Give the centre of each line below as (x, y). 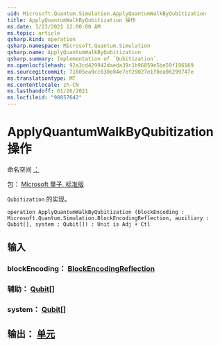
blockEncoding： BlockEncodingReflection (81, 269)
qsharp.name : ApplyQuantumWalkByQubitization (74, 53)
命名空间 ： (23, 169)
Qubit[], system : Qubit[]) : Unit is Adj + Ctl (79, 224)
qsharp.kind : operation (42, 40)
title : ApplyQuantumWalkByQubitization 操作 (71, 20)
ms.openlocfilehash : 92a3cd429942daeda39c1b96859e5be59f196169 (101, 65)
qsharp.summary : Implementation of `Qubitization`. (83, 59)
